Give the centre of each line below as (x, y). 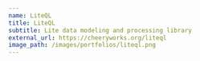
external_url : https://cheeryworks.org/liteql (88, 38)
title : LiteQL (32, 23)
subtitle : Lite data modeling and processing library (100, 30)
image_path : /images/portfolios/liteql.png (82, 45)
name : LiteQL (30, 15)
